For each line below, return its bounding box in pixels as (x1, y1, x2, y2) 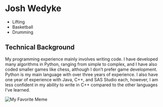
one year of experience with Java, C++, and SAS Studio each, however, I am (5, 76, 158, 82)
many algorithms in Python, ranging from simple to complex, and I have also (5, 61, 157, 67)
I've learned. (5, 87, 30, 92)
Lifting (12, 19, 25, 25)
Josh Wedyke (5, 3, 62, 14)
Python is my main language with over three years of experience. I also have (5, 71, 158, 77)
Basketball (12, 24, 33, 30)
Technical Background (5, 43, 75, 51)
